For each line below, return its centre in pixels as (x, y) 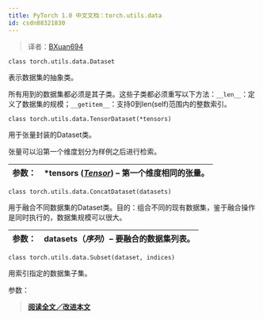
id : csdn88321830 (37, 23)
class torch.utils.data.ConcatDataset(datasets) (90, 192)
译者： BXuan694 (55, 46)
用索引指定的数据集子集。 (50, 273)
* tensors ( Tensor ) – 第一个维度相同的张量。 (127, 173)
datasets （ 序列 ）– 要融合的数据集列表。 (120, 238)
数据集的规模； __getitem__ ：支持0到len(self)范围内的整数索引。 (126, 104)
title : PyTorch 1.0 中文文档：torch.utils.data (85, 15)
